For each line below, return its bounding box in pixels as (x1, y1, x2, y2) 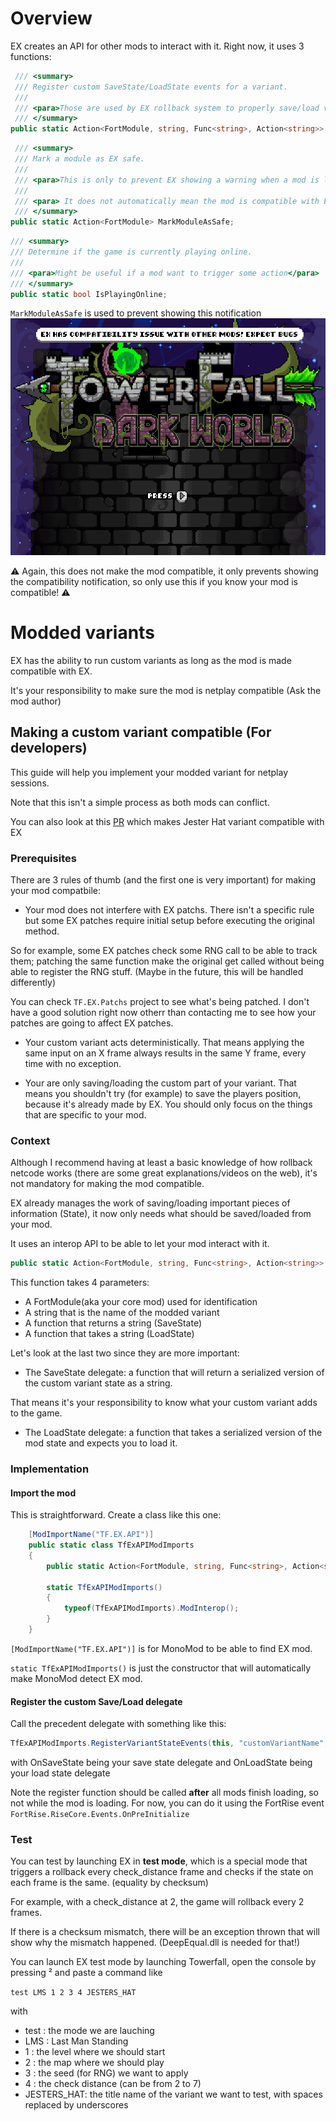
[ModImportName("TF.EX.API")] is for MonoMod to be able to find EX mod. (10, 1642, 313, 1654)
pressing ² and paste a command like (10, 1967, 163, 1979)
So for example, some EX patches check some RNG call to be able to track (10, 944, 318, 956)
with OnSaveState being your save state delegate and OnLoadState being (10, 1757, 313, 1768)
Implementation (10, 1462, 90, 1476)
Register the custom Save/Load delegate (10, 1695, 183, 1707)
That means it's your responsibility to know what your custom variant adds (10, 1397, 318, 1409)
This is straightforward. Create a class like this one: (10, 1509, 222, 1521)
